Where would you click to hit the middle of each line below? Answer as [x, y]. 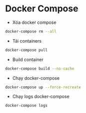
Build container [28, 59]
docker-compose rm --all [31, 31]
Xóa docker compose [34, 22]
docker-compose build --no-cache [40, 68]
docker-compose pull [27, 50]
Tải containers [27, 41]
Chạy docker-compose [36, 78]
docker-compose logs [27, 106]
